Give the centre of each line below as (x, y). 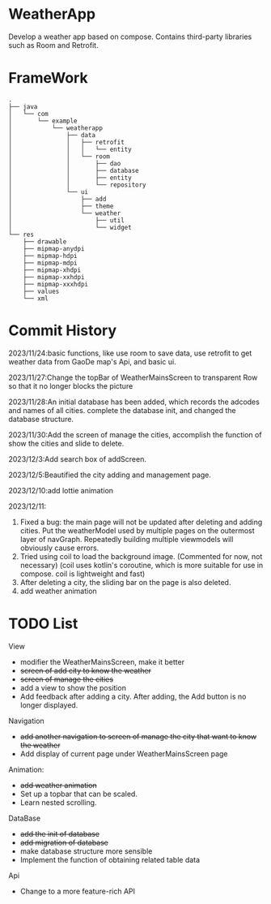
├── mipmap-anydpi (54, 248)
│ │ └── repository (78, 185)
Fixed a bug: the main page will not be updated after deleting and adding (141, 522)
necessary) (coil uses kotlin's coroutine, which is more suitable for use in (142, 565)
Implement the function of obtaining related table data (110, 859)
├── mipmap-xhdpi (52, 270)
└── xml (36, 298)
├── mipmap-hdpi (51, 256)
